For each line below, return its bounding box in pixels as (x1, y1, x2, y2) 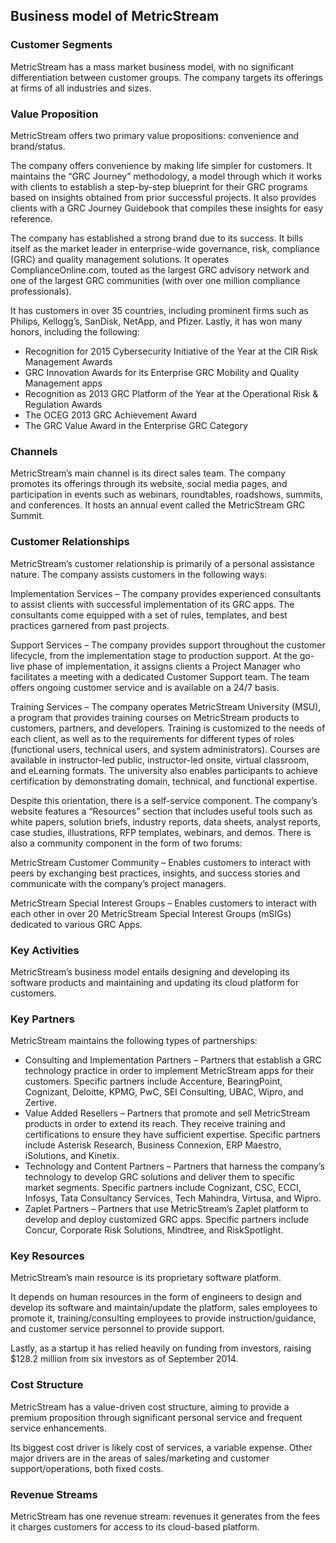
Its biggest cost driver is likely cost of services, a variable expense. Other (10, 1441, 313, 1453)
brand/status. (10, 140, 66, 152)
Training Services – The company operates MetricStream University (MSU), (10, 700, 322, 713)
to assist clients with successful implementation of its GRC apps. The (10, 598, 295, 610)
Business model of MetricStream (10, 8, 220, 25)
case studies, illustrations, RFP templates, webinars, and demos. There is (10, 826, 312, 838)
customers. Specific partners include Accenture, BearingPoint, (24, 1075, 283, 1088)
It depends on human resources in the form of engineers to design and (10, 1291, 302, 1303)
